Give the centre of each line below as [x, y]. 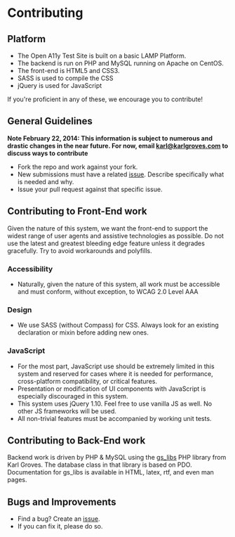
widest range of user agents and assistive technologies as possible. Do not [116, 235]
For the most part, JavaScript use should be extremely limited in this [116, 366]
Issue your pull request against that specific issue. [90, 189]
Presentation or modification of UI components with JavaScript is [112, 389]
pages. [17, 480]
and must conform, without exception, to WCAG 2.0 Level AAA [108, 291]
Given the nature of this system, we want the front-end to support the [108, 228]
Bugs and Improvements [62, 502]
